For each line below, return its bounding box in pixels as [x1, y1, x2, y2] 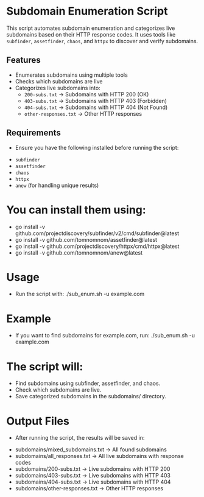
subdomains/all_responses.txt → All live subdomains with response [15, 453, 185, 460]
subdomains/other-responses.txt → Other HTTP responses [15, 485, 163, 492]
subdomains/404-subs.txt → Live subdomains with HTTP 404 [15, 478, 171, 485]
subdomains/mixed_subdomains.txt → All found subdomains [15, 446, 167, 453]
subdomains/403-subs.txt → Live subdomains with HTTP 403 [15, 472, 171, 479]
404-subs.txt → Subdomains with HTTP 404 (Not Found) [24, 104, 168, 111]
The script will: [6, 359, 83, 373]
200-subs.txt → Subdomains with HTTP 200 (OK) [24, 90, 149, 98]
